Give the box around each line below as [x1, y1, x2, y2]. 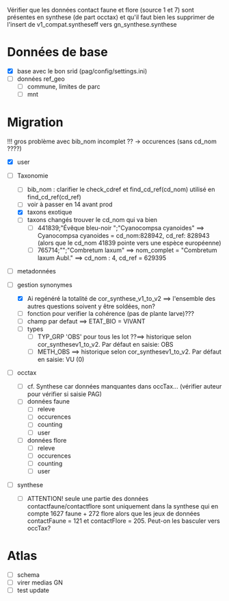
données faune [27, 397, 70, 406]
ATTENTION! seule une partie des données [27, 494, 149, 502]
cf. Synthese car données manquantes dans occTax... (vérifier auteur [27, 382, 222, 391]
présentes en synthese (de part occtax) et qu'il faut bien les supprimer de [7, 13, 215, 21]
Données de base [7, 45, 108, 60]
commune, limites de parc [27, 82, 100, 91]
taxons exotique [27, 208, 72, 217]
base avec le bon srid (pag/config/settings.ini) [16, 66, 148, 75]
